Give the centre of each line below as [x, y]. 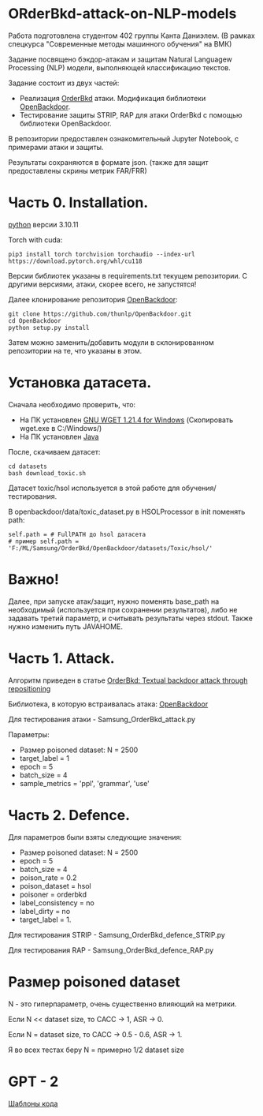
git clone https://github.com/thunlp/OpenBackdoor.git [100, 314]
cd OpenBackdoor [35, 320]
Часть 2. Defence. [69, 815]
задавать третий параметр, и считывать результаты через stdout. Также [131, 618]
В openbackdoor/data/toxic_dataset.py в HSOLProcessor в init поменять [127, 511]
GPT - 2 [33, 1081]
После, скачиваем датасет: [54, 451]
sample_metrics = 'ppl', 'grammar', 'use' [84, 783]
